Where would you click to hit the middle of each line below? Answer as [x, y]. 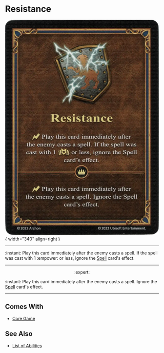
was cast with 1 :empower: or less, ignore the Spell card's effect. [70, 258]
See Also [19, 334]
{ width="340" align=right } [33, 239]
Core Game [24, 318]
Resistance [28, 9]
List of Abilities [27, 346]
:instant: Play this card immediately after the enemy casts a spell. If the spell [81, 253]
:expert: [82, 272]
